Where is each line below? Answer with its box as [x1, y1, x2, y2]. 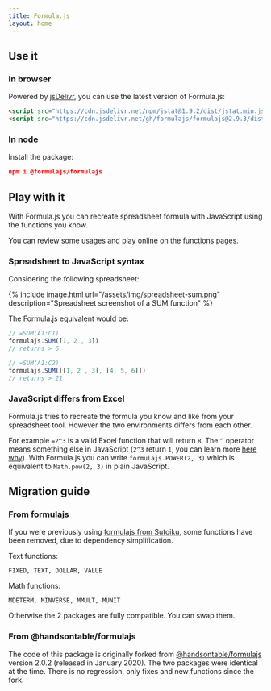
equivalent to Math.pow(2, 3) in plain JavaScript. [8, 461, 169, 471]
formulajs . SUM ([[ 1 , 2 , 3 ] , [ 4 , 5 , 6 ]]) [8, 366, 147, 375]
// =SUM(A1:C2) [8, 359, 60, 367]
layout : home [8, 19, 52, 27]
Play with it [8, 190, 65, 204]
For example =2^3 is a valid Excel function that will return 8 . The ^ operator [8, 435, 255, 445]
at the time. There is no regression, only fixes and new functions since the [8, 666, 254, 676]
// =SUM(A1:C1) [8, 330, 60, 338]
